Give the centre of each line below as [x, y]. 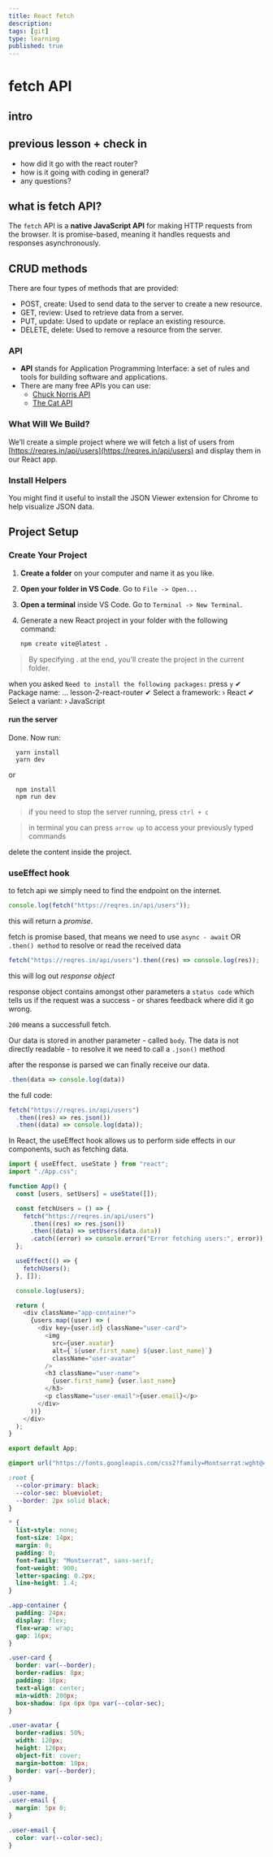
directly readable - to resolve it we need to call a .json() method [117, 1048]
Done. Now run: [35, 737]
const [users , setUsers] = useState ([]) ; [87, 1194]
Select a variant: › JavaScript [57, 701]
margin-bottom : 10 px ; [52, 1763]
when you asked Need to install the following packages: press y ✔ [125, 683]
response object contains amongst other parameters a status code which [131, 991]
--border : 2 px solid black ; [63, 1500]
